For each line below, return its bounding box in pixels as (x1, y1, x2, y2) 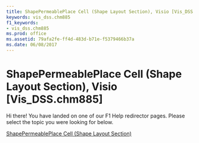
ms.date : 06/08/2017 (6, 42, 58, 48)
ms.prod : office (6, 31, 46, 37)
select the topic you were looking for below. (6, 118, 114, 125)
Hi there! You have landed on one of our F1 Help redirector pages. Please (6, 112, 185, 119)
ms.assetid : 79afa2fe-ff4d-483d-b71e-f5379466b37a (6, 36, 135, 42)
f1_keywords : (6, 20, 39, 26)
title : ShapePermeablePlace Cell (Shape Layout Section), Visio (6, 8, 169, 15)
